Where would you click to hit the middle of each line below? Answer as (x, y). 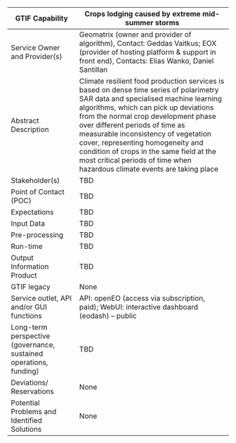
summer (139, 23)
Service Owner (35, 47)
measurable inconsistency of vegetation (145, 134)
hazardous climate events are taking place (149, 169)
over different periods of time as (132, 125)
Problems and (34, 412)
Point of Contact (38, 192)
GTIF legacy (31, 287)
